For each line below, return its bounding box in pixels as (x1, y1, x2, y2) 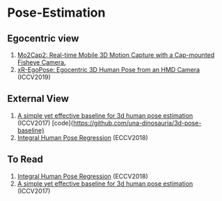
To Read (7, 154, 43, 166)
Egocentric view (7, 33, 79, 44)
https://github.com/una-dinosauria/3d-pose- (72, 119, 202, 127)
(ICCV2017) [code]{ (17, 119, 74, 127)
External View (7, 93, 70, 105)
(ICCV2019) (17, 73, 51, 81)
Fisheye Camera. (17, 58, 66, 67)
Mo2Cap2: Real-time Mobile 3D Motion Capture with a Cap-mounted (17, 51, 215, 59)
